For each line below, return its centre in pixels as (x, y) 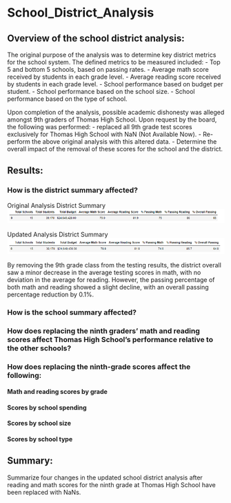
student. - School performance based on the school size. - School (101, 92)
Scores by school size (39, 424)
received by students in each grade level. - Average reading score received (114, 77)
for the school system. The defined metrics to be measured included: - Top (114, 62)
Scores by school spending (47, 407)
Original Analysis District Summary (56, 205)
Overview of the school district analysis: (96, 38)
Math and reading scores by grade (58, 392)
